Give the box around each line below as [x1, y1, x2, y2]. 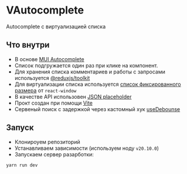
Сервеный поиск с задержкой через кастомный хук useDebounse [14, 105, 181, 112]
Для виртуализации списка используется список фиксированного [14, 81, 182, 88]
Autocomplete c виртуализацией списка [6, 23, 106, 30]
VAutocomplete [6, 4, 84, 17]
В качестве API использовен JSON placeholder [14, 93, 132, 100]
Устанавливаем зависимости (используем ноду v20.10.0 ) [14, 145, 159, 152]
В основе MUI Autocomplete [14, 55, 84, 62]
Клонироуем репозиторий [14, 138, 80, 145]
